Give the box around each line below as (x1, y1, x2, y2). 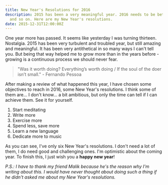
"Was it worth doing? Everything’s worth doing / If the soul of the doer (17, 66, 161, 72)
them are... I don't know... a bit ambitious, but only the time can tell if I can (5, 92, 157, 98)
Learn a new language (12, 128, 58, 134)
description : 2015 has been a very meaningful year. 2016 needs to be (5, 12, 155, 17)
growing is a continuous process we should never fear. (5, 56, 118, 63)
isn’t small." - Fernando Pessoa (17, 71, 81, 78)
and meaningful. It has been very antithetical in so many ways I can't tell (5, 46, 154, 52)
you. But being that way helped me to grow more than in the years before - (5, 51, 159, 57)
